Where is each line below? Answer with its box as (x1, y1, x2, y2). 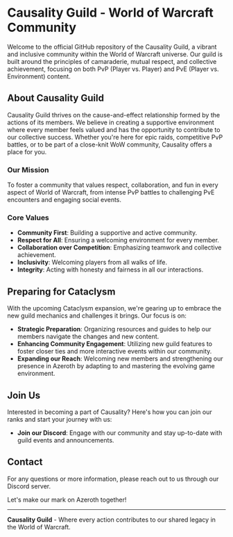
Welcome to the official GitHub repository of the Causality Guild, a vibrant (7, 42, 217, 51)
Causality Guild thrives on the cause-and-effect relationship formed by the (7, 110, 221, 119)
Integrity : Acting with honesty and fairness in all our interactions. (17, 265, 204, 274)
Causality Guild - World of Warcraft (7, 5, 214, 21)
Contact (7, 456, 43, 468)
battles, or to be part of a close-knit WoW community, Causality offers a (7, 140, 213, 149)
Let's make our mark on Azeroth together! (7, 495, 127, 504)
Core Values (7, 213, 50, 222)
